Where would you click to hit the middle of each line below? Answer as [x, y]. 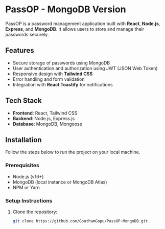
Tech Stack [23, 101]
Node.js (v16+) [28, 176]
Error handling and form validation [49, 79]
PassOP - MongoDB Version [66, 9]
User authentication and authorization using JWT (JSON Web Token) [85, 68]
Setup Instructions [29, 200]
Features [20, 50]
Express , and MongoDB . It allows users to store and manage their [75, 29]
